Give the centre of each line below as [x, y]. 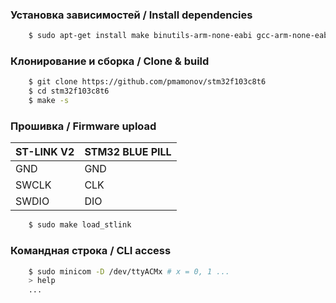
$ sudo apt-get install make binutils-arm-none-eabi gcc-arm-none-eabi [180, 36]
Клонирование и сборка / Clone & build [110, 61]
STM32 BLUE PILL [128, 152]
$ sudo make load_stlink [80, 225]
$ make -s [49, 101]
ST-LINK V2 [45, 152]
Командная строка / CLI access [91, 251]
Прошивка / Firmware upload [83, 126]
